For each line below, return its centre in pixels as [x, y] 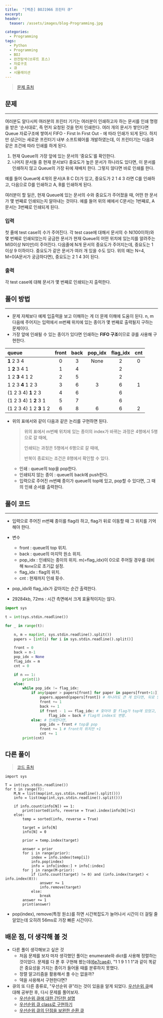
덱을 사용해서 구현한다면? [43, 980]
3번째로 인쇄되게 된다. [39, 207]
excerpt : [14, 14]
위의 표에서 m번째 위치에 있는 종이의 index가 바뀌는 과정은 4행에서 [87, 432]
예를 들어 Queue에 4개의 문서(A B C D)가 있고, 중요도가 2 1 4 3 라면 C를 [73, 178]
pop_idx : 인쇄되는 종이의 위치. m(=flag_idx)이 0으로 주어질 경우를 [82, 560]
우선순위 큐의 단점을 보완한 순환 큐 [52, 1010]
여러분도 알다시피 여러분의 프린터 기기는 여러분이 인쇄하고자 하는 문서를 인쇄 [77, 121]
